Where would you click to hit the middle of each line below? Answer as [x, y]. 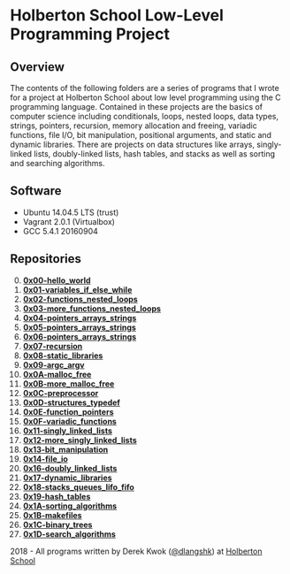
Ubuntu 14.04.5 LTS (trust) [71, 212]
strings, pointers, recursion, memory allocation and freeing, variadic [134, 126]
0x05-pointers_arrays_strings [79, 327]
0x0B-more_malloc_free [69, 383]
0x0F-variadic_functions [70, 421]
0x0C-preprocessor [61, 393]
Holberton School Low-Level [117, 15]
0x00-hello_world [57, 280]
